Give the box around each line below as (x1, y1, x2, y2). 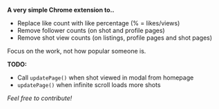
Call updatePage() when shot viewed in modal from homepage (17, 73, 194, 82)
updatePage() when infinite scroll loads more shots (17, 81, 161, 88)
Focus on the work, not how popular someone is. (7, 47, 146, 55)
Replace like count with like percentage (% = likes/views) (17, 19, 180, 27)
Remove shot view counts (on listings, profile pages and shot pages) (17, 34, 213, 42)
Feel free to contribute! (7, 94, 73, 102)
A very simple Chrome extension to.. (7, 6, 115, 14)
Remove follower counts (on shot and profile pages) (17, 27, 165, 34)
